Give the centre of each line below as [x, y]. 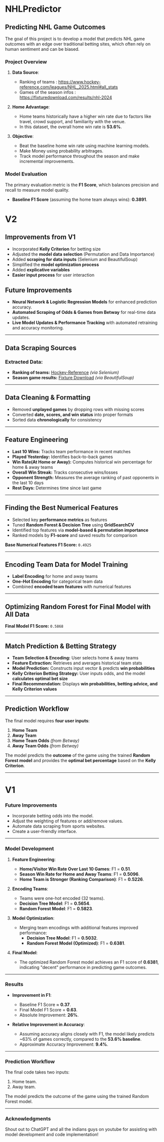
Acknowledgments [28, 1119]
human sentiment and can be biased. [42, 49]
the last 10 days [28, 483]
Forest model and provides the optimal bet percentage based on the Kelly [81, 760]
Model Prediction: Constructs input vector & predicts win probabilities [83, 668]
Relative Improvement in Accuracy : [49, 1024]
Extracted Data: [24, 362]
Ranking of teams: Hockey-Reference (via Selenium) [65, 373]
